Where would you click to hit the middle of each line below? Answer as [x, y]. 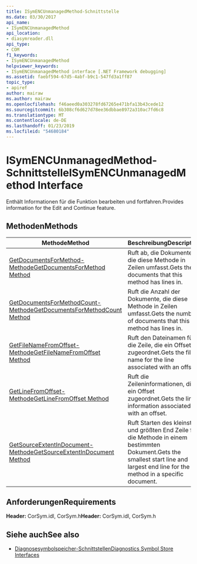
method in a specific [155, 474]
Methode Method [65, 243]
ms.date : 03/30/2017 [31, 17]
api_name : [18, 22]
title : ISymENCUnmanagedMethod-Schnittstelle [62, 11]
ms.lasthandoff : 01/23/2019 [40, 126]
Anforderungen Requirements [61, 502]
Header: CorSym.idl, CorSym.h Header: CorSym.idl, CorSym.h [81, 516]
